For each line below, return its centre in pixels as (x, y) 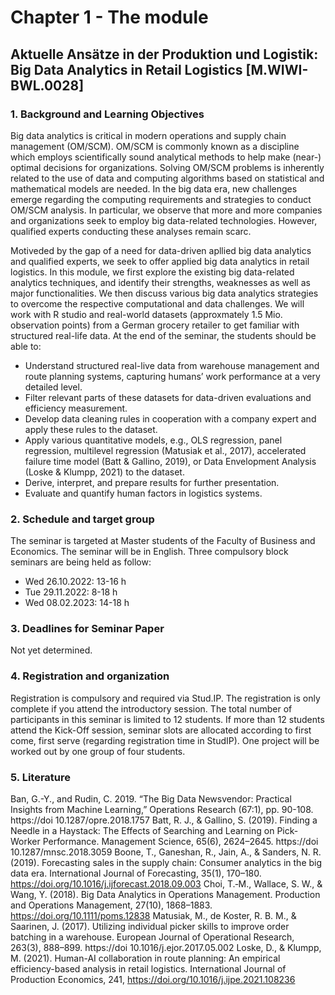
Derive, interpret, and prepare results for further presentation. (152, 482)
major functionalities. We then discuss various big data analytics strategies (164, 293)
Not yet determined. (51, 650)
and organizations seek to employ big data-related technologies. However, (164, 220)
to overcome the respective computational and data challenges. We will (157, 303)
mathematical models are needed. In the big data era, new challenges (154, 188)
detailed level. (53, 387)
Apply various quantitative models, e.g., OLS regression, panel (153, 440)
